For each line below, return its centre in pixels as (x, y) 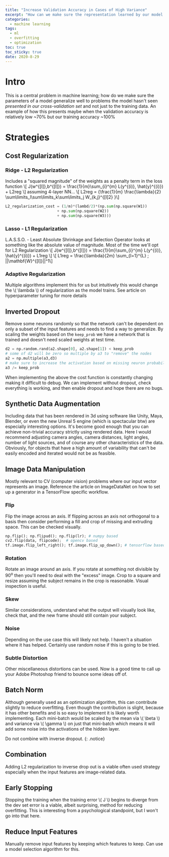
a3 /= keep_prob (22, 368)
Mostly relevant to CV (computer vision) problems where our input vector (81, 481)
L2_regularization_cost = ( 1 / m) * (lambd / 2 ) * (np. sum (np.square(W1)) (76, 206)
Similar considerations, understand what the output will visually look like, (80, 610)
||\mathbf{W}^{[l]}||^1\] (29, 261)
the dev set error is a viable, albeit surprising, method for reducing (74, 805)
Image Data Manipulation (45, 469)
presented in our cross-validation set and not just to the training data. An (80, 106)
